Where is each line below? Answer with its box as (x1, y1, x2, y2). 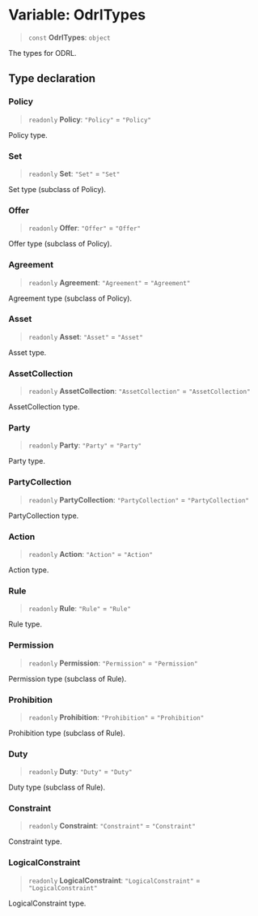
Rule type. (8, 619, 43, 629)
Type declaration (8, 71, 95, 86)
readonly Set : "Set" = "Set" (27, 169, 121, 178)
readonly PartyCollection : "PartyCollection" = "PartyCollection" (27, 494, 249, 504)
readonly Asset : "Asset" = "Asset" (27, 332, 143, 341)
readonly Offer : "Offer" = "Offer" (27, 223, 142, 233)
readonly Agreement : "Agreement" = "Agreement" (27, 277, 191, 287)
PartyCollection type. (8, 511, 79, 520)
